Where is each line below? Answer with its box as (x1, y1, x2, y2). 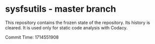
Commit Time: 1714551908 (5, 34, 59, 40)
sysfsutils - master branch (5, 3, 116, 15)
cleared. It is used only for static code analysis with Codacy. (5, 24, 128, 30)
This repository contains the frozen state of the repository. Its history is (5, 20, 150, 25)
